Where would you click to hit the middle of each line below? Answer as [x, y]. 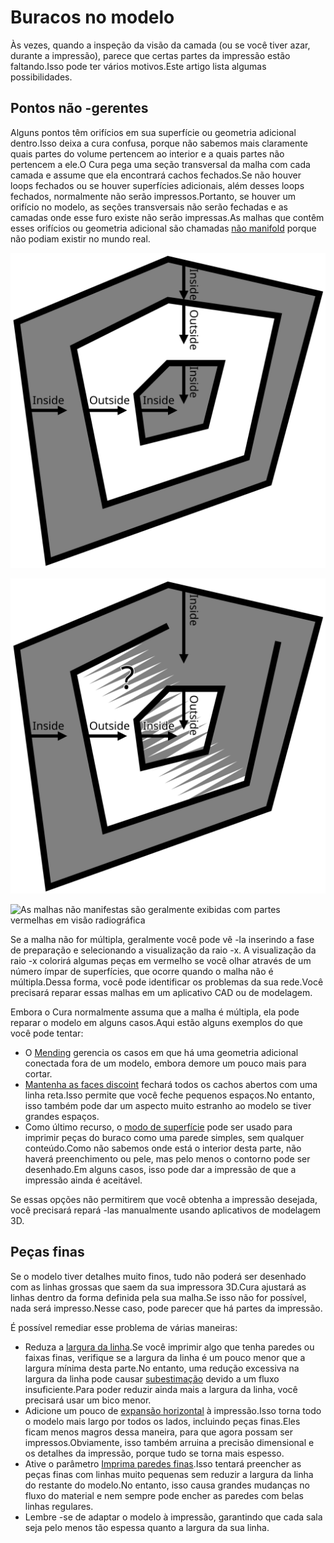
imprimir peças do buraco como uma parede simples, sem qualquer [164, 1137]
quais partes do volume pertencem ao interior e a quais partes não [147, 153]
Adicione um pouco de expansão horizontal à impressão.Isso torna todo [173, 1410]
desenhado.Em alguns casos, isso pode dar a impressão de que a [160, 1169]
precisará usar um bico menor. [88, 1400]
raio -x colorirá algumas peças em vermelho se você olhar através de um [161, 960]
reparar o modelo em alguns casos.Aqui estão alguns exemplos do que [156, 1022]
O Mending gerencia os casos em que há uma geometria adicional [161, 1052]
